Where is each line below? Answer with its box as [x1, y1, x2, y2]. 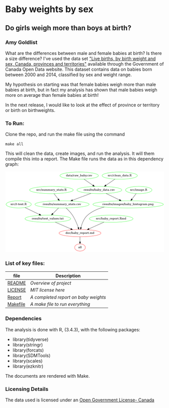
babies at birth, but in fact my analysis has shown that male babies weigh [5, 87, 157, 93]
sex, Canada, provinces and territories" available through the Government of [5, 61, 164, 67]
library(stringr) [12, 341, 43, 347]
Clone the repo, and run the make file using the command [5, 131, 125, 137]
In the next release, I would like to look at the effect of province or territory [5, 102, 160, 108]
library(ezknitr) [12, 363, 44, 369]
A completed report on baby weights [30, 294, 106, 300]
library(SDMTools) [12, 352, 51, 359]
